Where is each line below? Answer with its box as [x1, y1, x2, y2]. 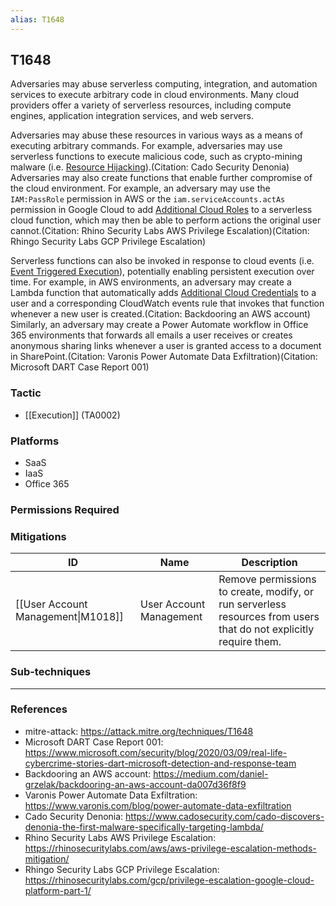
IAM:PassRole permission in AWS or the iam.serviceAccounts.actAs [10, 193, 286, 205]
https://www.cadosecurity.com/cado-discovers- [125, 810, 325, 822]
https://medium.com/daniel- [153, 767, 269, 780]
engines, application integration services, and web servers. [10, 110, 254, 122]
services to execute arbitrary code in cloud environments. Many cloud [10, 89, 299, 101]
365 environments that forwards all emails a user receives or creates [10, 329, 293, 341]
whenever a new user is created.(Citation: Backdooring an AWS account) [10, 308, 311, 320]
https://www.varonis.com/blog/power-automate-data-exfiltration [24, 799, 292, 811]
